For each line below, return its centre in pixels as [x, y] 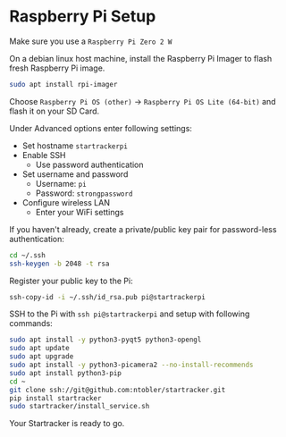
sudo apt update [39, 349]
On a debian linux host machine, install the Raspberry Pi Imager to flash [141, 58]
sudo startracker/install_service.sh [80, 407]
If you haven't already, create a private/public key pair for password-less [143, 229]
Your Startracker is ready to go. [67, 424]
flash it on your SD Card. [55, 111]
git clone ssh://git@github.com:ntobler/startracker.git [118, 390]
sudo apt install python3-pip [66, 373]
